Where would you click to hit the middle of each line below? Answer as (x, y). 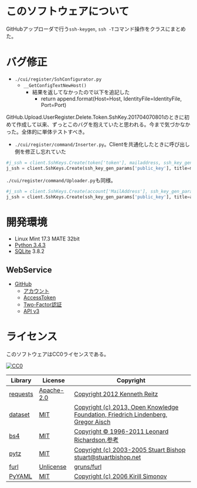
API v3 (31, 311)
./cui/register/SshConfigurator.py (58, 79)
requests (21, 394)
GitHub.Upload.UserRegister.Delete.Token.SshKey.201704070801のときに (95, 117)
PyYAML (21, 476)
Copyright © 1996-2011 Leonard (121, 432)
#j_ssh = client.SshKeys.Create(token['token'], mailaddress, (84, 163)
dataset (20, 415)
